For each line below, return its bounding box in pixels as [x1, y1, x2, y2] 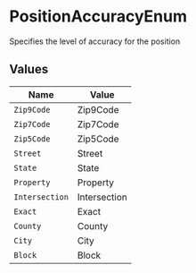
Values [9, 62, 49, 77]
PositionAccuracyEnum [9, 6, 188, 27]
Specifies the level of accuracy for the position [9, 36, 181, 47]
